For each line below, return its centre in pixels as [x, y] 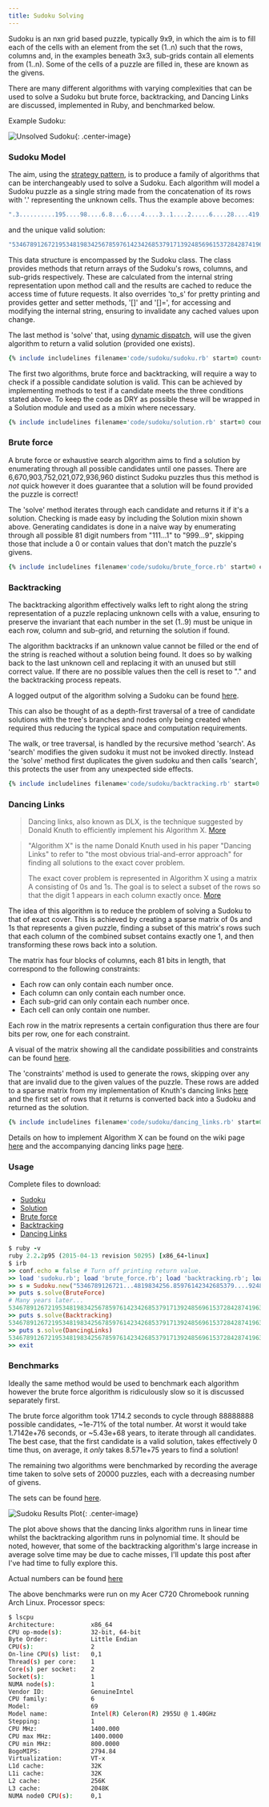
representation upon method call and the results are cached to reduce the [130, 285]
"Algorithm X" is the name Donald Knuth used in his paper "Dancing [140, 846]
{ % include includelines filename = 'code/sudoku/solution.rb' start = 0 [127, 422]
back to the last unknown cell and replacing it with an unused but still [122, 662]
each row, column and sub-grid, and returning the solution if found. [119, 630]
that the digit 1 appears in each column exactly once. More [124, 895]
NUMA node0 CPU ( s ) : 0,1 [55, 1796]
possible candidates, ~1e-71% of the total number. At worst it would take [127, 1424]
